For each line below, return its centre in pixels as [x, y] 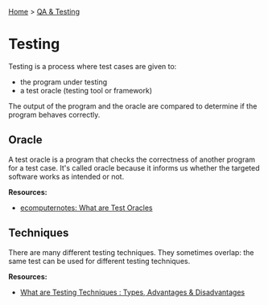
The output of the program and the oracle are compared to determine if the [133, 106]
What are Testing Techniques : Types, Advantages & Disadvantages [132, 292]
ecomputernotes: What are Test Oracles [86, 208]
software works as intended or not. [66, 176]
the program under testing [63, 82]
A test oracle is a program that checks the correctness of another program [132, 159]
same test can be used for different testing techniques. [99, 261]
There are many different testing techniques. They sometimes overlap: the [131, 252]
